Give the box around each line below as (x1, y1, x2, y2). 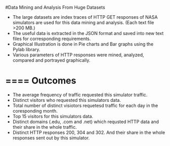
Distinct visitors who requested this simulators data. (12, 97, 121, 103)
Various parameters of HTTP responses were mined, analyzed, (12, 52, 145, 58)
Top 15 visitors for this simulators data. (12, 113, 93, 119)
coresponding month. (12, 107, 58, 114)
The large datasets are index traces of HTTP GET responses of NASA (12, 14, 158, 20)
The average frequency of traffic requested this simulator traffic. (12, 91, 148, 98)
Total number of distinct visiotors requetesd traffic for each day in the (12, 102, 158, 108)
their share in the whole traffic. (12, 124, 77, 130)
